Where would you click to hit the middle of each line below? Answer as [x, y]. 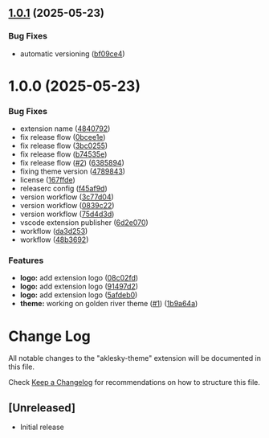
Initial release [42, 427]
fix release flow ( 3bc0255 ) [64, 146]
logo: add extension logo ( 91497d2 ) [79, 287]
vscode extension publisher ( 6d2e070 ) [84, 223]
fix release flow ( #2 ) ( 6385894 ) [72, 163]
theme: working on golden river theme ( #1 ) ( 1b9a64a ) [109, 304]
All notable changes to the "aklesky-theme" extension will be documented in [134, 358]
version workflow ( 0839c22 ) [67, 206]
